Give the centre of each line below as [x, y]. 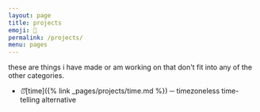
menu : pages [28, 45]
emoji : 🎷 [23, 30]
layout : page [30, 15]
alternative [59, 100]
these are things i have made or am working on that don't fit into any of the [130, 67]
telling [30, 100]
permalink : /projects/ [46, 37]
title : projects [35, 23]
